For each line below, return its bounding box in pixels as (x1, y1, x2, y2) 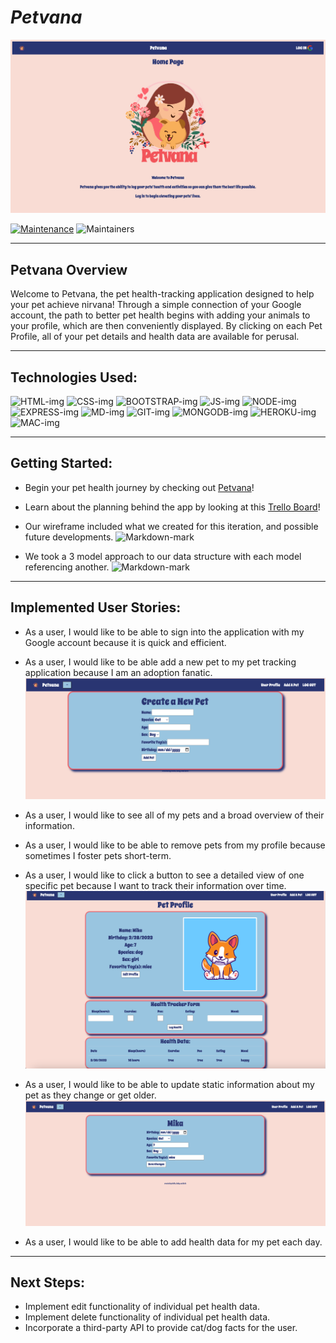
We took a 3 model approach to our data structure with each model (24, 550, 302, 562)
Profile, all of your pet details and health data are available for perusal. (10, 331, 300, 343)
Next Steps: (10, 1274, 85, 1291)
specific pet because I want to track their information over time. (24, 879, 287, 891)
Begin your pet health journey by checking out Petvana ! (24, 481, 255, 493)
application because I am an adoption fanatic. (24, 666, 213, 678)
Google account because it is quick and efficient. (24, 636, 227, 648)
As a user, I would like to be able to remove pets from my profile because (24, 839, 326, 851)
